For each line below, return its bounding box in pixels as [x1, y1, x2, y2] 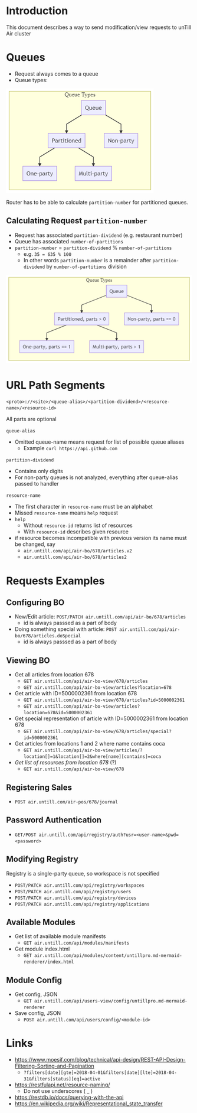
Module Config [6, 975, 62, 985]
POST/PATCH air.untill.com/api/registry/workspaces [14, 882, 145, 889]
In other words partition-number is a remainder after [23, 256, 152, 263]
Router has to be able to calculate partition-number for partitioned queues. [6, 198, 189, 206]
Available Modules [6, 917, 75, 927]
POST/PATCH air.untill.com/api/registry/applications [14, 901, 150, 907]
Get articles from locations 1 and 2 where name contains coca [14, 740, 165, 747]
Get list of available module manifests [14, 933, 106, 940]
